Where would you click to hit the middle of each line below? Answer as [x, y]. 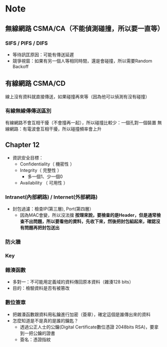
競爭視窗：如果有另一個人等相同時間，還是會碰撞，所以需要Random [82, 61]
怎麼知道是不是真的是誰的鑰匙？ [45, 320]
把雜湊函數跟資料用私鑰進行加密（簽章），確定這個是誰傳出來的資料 [81, 314]
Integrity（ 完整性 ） [41, 170]
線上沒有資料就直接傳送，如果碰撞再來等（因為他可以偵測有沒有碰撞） [77, 96]
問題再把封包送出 [42, 228]
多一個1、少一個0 [45, 177]
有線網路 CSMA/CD [35, 83]
